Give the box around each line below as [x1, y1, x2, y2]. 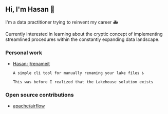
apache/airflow [12, 103, 45, 109]
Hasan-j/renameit [12, 61, 50, 67]
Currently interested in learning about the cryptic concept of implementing [5, 31, 163, 37]
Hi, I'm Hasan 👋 [5, 5, 55, 14]
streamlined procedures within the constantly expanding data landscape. [5, 36, 160, 42]
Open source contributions [5, 92, 74, 99]
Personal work [5, 49, 43, 56]
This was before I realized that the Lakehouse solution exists [12, 80, 154, 85]
